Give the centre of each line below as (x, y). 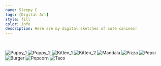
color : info (18, 24)
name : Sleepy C (21, 10)
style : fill (18, 19)
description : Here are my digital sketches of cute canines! (71, 29)
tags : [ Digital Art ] (27, 15)
